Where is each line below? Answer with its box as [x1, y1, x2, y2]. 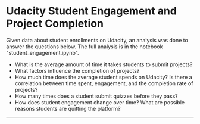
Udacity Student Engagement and [6, 4, 177, 18]
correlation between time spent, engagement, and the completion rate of [14, 79, 193, 87]
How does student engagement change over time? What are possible [14, 98, 185, 106]
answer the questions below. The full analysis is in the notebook [6, 43, 163, 50]
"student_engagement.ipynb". [6, 49, 79, 56]
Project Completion [6, 17, 104, 30]
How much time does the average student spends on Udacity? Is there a [14, 73, 192, 80]
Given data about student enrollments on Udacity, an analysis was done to [6, 36, 189, 44]
